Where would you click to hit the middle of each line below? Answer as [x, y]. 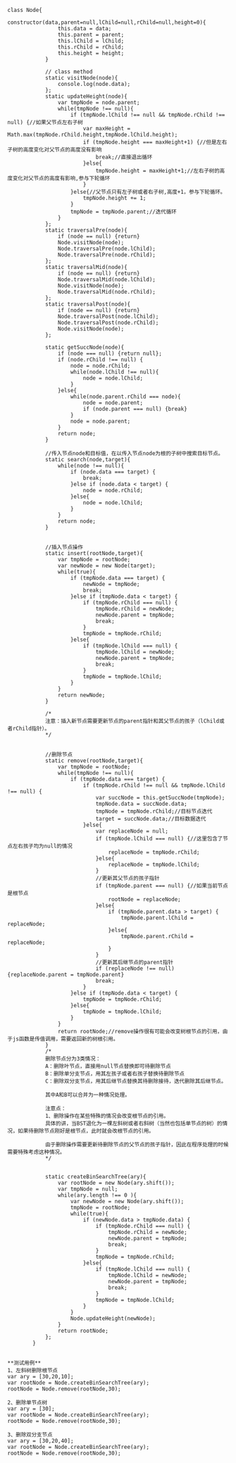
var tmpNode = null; [88, 1189]
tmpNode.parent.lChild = [157, 918]
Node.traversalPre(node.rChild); [107, 255]
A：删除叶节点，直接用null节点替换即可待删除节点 [108, 1066]
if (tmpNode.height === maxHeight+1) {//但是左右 [155, 142]
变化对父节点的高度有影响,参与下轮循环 [61, 178]
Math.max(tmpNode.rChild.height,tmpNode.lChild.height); [93, 135]
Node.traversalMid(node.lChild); [107, 280]
